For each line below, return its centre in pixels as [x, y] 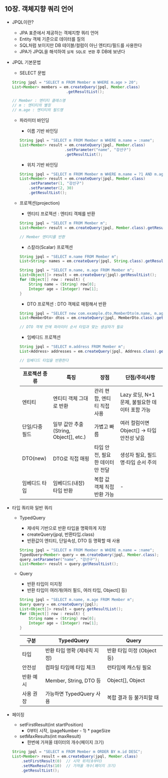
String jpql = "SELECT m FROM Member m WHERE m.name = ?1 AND [86, 174]
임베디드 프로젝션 [44, 337]
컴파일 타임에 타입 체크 [70, 668]
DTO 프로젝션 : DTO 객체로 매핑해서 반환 [67, 304]
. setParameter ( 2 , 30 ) [51, 188]
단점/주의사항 [140, 377]
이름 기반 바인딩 [42, 131]
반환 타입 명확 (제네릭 [69, 651]
